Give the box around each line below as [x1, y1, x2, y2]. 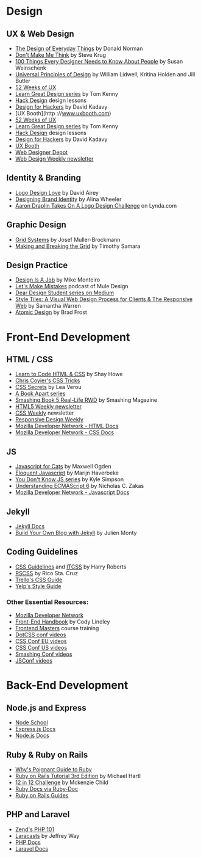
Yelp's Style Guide [15, 582, 62, 590]
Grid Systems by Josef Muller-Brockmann [15, 236, 121, 243]
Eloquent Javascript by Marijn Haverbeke [15, 469, 119, 477]
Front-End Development [6, 330, 130, 344]
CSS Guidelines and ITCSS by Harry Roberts [15, 563, 127, 570]
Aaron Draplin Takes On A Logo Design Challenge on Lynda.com [15, 202, 177, 209]
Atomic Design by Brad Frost [15, 308, 87, 316]
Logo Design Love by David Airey [15, 189, 99, 196]
